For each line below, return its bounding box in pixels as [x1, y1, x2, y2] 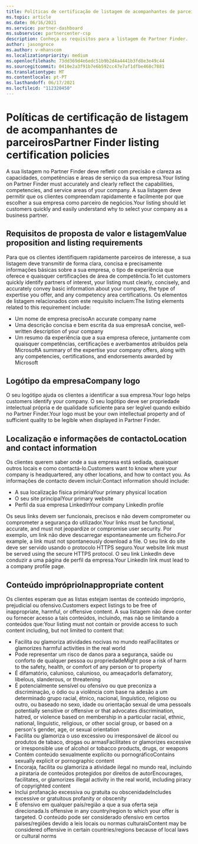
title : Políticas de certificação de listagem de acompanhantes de [6, 8, 176, 15]
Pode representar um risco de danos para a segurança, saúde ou [14, 651, 173, 658]
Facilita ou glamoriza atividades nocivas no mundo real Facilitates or [14, 638, 180, 645]
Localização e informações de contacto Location [6, 434, 187, 444]
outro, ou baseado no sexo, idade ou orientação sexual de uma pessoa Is [14, 701, 192, 708]
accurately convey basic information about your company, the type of [6, 285, 176, 292]
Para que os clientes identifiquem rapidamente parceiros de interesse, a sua [6, 253, 191, 261]
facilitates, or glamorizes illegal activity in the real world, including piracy [14, 776, 192, 783]
